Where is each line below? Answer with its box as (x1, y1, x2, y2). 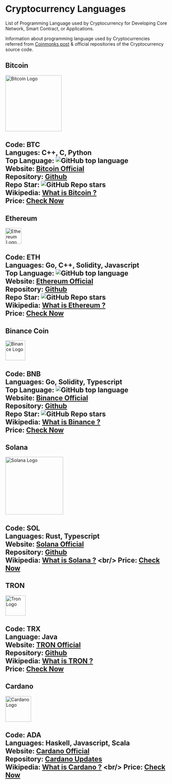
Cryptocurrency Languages (5, 3, 126, 15)
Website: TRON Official (5, 640, 81, 649)
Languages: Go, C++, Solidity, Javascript (5, 261, 140, 270)
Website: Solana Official (5, 540, 84, 548)
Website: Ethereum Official (5, 277, 93, 286)
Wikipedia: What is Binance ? (5, 418, 101, 426)
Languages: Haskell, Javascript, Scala (5, 739, 130, 748)
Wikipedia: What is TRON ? (5, 656, 93, 665)
